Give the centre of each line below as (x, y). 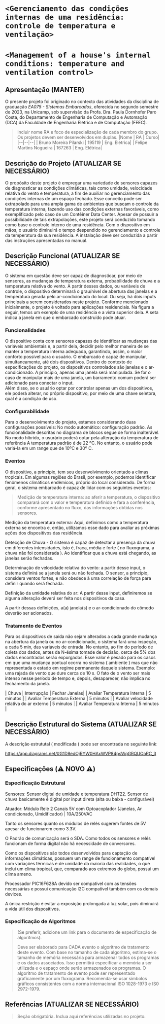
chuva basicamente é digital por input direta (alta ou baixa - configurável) (80, 799)
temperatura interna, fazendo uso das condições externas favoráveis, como (82, 209)
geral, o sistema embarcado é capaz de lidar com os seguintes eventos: (78, 488)
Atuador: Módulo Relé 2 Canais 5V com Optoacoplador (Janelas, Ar (73, 809)
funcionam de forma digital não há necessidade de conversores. (70, 843)
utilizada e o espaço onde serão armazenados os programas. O (82, 968)
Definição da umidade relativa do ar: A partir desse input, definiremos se (79, 593)
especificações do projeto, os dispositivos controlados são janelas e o (76, 367)
